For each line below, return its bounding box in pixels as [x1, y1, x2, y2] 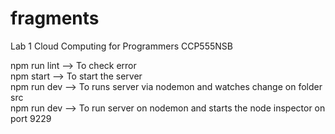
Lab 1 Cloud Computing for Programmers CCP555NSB [10, 40, 233, 52]
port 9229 [10, 112, 52, 124]
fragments [10, 7, 100, 30]
